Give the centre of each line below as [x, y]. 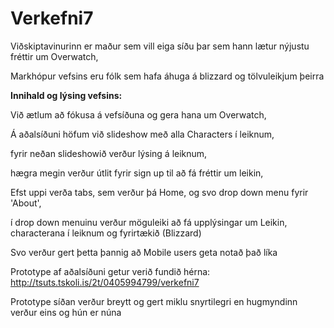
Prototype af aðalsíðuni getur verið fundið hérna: [110, 271]
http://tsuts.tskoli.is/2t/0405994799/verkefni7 [105, 282]
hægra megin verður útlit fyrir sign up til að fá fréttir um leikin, [137, 173]
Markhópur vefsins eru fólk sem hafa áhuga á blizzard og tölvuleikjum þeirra [167, 76]
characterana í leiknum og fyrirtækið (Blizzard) [106, 233]
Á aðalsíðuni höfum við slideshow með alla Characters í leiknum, [142, 134]
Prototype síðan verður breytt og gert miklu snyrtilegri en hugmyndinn [154, 301]
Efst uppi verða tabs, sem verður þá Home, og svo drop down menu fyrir [159, 192]
